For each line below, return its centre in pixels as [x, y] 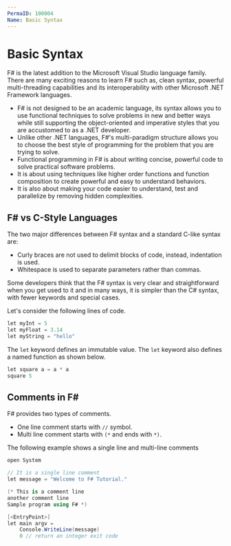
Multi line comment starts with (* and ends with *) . [89, 434]
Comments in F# [43, 398]
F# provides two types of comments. [59, 414]
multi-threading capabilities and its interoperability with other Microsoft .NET [115, 87]
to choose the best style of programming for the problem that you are [115, 145]
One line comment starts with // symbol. [75, 427]
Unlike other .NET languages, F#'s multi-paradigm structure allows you [118, 138]
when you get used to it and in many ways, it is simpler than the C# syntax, [113, 291]
